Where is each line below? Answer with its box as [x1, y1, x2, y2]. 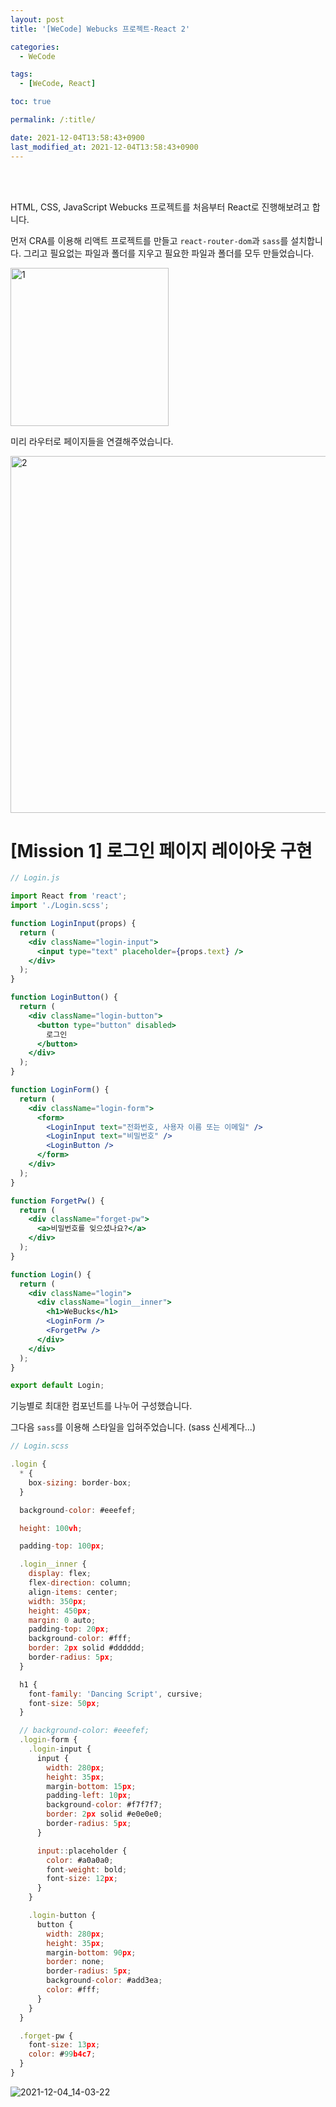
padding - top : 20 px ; [28, 1624, 110, 1635]
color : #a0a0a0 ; [46, 1855, 114, 1865]
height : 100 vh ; [19, 1523, 83, 1533]
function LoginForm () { [10, 1085, 110, 1095]
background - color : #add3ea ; [46, 1976, 163, 1986]
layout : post [10, 14, 65, 25]
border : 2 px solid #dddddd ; [28, 1643, 145, 1653]
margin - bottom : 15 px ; [46, 1781, 137, 1791]
